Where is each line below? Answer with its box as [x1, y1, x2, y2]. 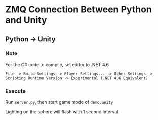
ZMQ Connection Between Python [5, 4, 152, 15]
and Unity [5, 14, 47, 26]
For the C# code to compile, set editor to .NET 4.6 [5, 61, 109, 67]
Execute [5, 87, 26, 95]
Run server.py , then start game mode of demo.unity [5, 99, 113, 105]
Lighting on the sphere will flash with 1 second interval [5, 109, 118, 115]
